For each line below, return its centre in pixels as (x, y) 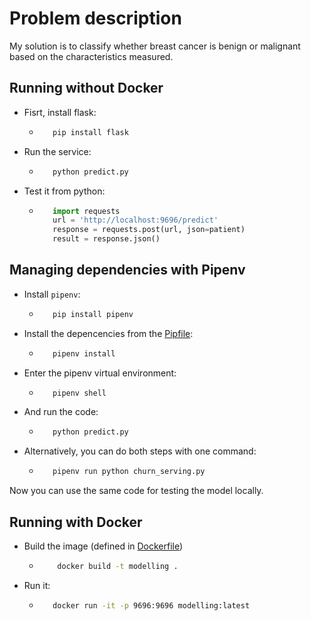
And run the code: (61, 412)
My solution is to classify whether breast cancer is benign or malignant (155, 46)
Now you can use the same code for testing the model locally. (136, 491)
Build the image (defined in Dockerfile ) (103, 546)
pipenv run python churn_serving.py (129, 472)
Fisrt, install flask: (60, 112)
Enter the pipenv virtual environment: (100, 373)
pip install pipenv (93, 314)
